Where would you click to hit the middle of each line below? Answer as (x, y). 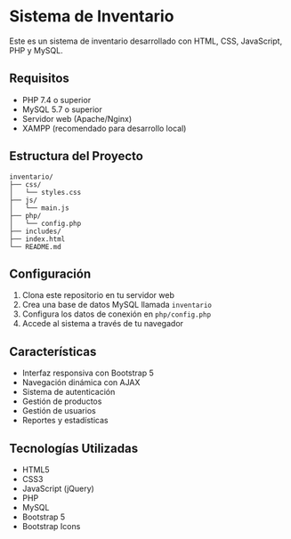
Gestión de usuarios (59, 411)
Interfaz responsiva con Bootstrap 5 (88, 373)
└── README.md (36, 246)
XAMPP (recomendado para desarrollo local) (104, 128)
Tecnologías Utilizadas (74, 448)
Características (53, 352)
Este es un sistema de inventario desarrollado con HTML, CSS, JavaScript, (146, 41)
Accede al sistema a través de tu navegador (103, 324)
